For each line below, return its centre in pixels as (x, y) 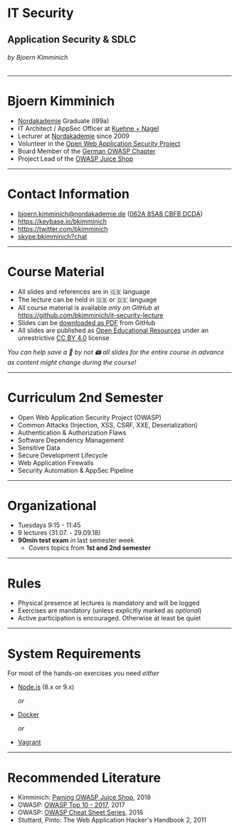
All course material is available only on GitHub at (89, 307)
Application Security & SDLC (72, 39)
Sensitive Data (39, 448)
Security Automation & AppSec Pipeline (75, 470)
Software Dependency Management (71, 440)
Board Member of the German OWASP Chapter (86, 151)
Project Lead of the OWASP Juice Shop (75, 159)
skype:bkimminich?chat (52, 236)
